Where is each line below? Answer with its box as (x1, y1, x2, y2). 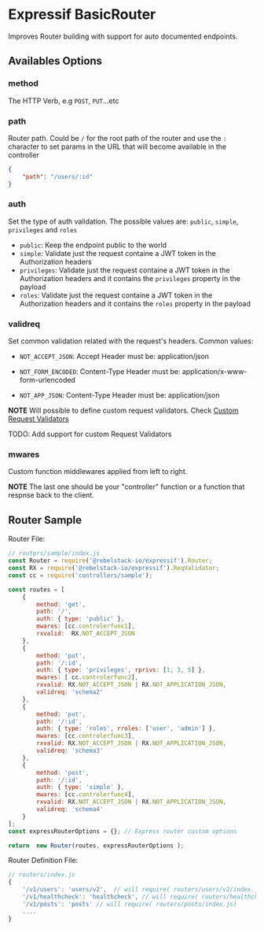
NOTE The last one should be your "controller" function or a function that (8, 482, 245, 491)
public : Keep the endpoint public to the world (19, 240, 167, 250)
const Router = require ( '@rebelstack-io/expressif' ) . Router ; (8, 557, 213, 565)
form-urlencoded (19, 376, 76, 385)
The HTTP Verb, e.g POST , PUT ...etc (8, 96, 119, 106)
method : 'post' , (36, 769, 90, 776)
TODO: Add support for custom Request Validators (8, 429, 172, 439)
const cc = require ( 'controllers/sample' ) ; (8, 571, 153, 580)
